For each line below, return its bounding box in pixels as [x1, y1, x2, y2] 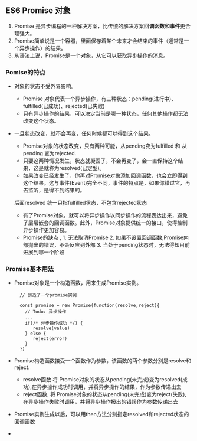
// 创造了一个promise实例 [19, 292, 77, 298]
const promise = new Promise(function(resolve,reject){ [19, 303, 160, 309]
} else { [25, 331, 47, 337]
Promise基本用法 [5, 265, 54, 273]
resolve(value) [32, 325, 70, 332]
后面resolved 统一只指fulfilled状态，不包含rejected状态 [14, 200, 147, 207]
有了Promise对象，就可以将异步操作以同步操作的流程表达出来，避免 [22, 212, 188, 219]
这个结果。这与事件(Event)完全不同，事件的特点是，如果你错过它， [22, 179, 185, 187]
